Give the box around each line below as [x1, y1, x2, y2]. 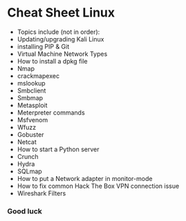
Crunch [17, 152, 39, 160]
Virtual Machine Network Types [17, 50, 108, 58]
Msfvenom [17, 115, 48, 124]
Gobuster [17, 130, 44, 139]
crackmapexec [17, 71, 60, 80]
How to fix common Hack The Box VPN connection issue [17, 182, 180, 190]
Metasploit [17, 101, 48, 109]
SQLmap [17, 167, 43, 175]
